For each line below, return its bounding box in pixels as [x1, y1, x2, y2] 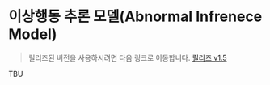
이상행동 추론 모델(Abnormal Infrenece [8, 7, 263, 26]
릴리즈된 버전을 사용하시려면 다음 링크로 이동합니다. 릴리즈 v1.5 [27, 53, 227, 62]
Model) [8, 25, 57, 44]
